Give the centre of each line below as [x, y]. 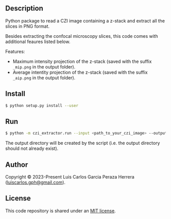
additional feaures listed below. [38, 41]
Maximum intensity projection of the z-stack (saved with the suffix [82, 61]
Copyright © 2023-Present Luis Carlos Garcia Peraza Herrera [70, 177]
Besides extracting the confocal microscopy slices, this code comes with [82, 36]
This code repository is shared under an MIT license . [61, 211]
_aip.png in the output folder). [44, 78]
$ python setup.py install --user [42, 105]
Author [17, 165]
